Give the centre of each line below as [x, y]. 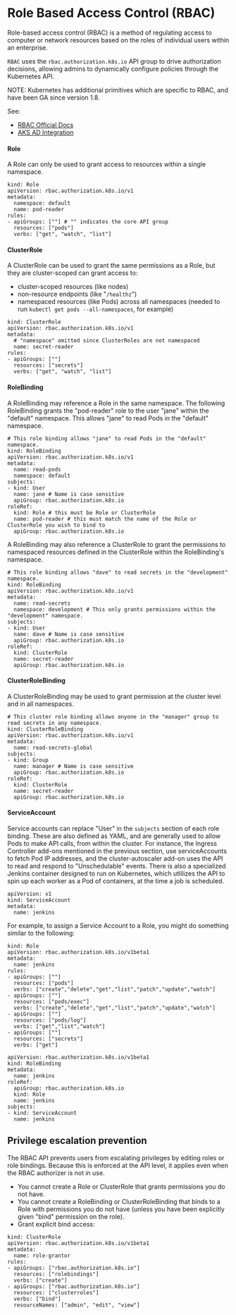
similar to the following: [41, 933]
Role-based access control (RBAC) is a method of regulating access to [110, 33]
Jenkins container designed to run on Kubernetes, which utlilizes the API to [116, 873]
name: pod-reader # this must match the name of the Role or [105, 519]
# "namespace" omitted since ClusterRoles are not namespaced [107, 341]
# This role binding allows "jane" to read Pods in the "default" [107, 438]
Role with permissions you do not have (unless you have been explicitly [121, 1209]
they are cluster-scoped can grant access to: [73, 273]
